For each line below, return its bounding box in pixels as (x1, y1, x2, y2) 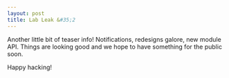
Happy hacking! (7, 63, 53, 71)
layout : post (7, 10, 45, 17)
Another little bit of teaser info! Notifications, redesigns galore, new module (7, 35, 221, 43)
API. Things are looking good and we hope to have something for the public (7, 42, 223, 51)
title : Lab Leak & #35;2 (7, 16, 76, 23)
